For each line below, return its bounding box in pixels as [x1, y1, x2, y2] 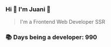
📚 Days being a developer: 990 [5, 33, 97, 41]
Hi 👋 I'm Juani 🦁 [5, 5, 51, 13]
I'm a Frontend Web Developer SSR [19, 19, 105, 26]
